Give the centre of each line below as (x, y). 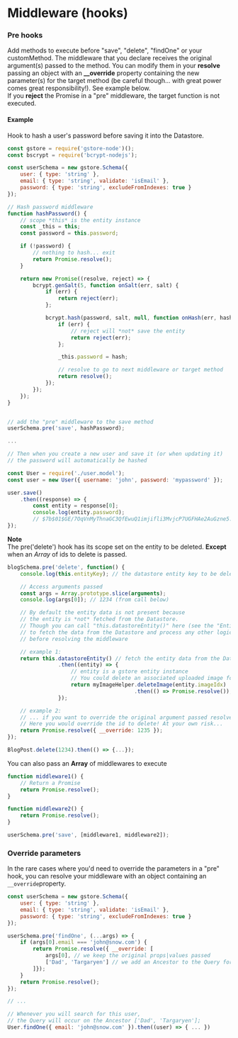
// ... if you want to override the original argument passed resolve (126, 718)
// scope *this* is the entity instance (80, 220)
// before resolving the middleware (74, 639)
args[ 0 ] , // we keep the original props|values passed (128, 956)
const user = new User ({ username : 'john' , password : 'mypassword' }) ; (115, 480)
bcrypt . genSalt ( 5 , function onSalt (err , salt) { (106, 285)
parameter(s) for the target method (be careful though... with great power (114, 81)
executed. (22, 104)
